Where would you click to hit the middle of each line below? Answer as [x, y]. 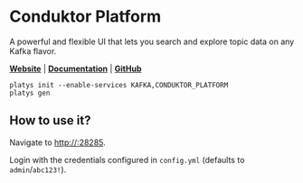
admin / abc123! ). [38, 169]
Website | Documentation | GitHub [76, 69]
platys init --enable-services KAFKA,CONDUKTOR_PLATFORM [119, 85]
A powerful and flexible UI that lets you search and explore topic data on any [152, 41]
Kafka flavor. [33, 50]
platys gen [30, 93]
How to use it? [50, 120]
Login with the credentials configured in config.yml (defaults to [127, 160]
